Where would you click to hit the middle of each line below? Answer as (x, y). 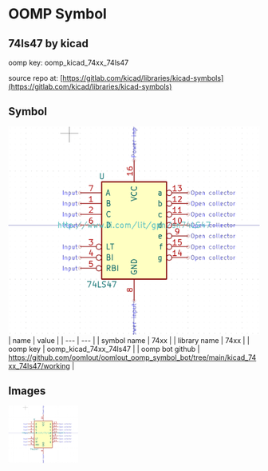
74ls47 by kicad (49, 44)
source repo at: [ (35, 78)
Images (27, 391)
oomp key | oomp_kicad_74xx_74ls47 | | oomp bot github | (104, 349)
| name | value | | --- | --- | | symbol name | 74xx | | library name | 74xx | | (129, 340)
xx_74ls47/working (39, 365)
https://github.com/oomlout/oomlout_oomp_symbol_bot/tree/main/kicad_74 (132, 357)
